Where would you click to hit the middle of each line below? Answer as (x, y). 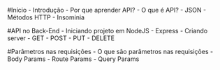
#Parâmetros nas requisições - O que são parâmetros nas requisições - (110, 52)
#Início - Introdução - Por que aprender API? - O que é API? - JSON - (107, 10)
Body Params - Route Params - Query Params (73, 59)
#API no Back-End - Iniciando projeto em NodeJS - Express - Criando (108, 31)
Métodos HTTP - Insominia (46, 17)
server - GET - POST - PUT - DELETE (61, 38)
